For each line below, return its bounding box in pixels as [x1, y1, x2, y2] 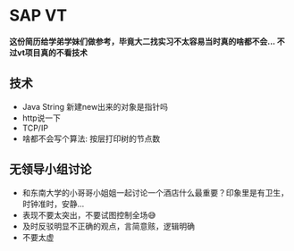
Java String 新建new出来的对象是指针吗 [21, 101, 168, 112]
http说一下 [21, 113, 61, 123]
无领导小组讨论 [9, 162, 92, 177]
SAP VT [9, 5, 68, 26]
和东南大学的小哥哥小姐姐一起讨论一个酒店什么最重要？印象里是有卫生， [21, 187, 289, 197]
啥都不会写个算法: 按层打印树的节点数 [21, 133, 161, 144]
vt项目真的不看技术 [16, 46, 88, 58]
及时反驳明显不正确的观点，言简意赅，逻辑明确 [21, 221, 195, 231]
